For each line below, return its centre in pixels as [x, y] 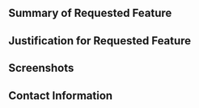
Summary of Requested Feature [90, 13]
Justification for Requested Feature [100, 41]
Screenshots [41, 68]
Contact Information [61, 96]
